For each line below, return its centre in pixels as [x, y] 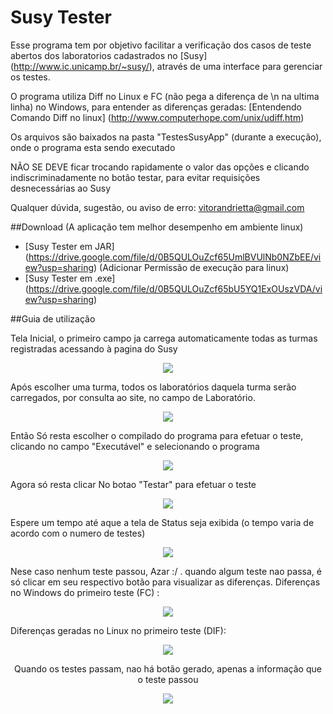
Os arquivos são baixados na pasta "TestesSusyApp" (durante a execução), [166, 137]
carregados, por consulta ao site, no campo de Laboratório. [133, 397]
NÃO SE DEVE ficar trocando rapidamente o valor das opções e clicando [160, 167]
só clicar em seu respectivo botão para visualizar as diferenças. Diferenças [165, 582]
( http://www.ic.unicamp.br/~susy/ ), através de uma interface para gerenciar [166, 66]
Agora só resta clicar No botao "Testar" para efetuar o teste [133, 484]
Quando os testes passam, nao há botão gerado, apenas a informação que [168, 668]
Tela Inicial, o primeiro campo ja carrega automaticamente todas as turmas [164, 338]
